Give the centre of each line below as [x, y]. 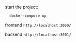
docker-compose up [28, 16]
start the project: [22, 7]
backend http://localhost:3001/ [38, 34]
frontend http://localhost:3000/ [38, 25]
